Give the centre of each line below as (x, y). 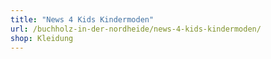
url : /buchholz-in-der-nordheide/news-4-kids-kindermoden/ (136, 29)
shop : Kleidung (42, 38)
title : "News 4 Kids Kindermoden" (82, 19)
